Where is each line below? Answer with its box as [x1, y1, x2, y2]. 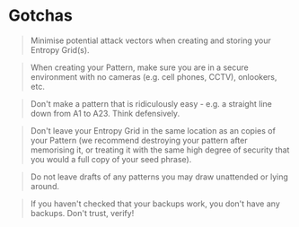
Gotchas [8, 5, 74, 26]
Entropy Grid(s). [30, 44, 91, 55]
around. [30, 180, 60, 191]
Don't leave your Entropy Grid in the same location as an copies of [30, 125, 276, 135]
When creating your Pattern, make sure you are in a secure [30, 62, 249, 73]
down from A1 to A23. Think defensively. [30, 108, 180, 118]
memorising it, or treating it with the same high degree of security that [30, 144, 290, 155]
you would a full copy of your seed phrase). [30, 153, 192, 164]
